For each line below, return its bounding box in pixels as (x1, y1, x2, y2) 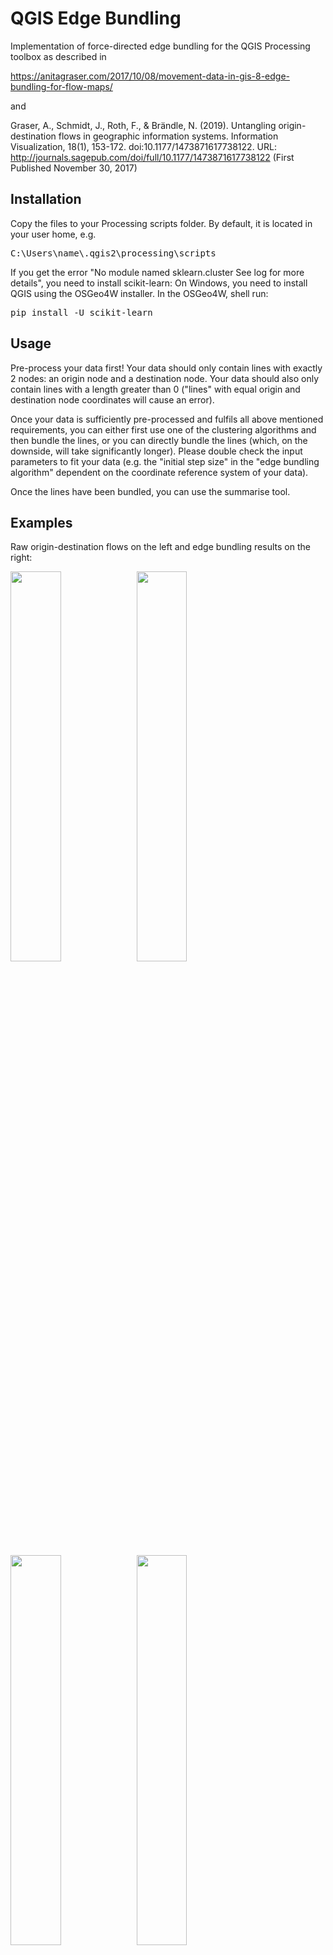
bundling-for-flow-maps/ (10, 80, 113, 92)
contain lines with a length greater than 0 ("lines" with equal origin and (10, 383, 301, 395)
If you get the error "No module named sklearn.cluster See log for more (10, 266, 305, 278)
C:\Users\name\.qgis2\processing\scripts (10, 247, 217, 259)
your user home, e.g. (10, 228, 97, 240)
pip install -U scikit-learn (10, 307, 153, 318)
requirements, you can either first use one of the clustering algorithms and (10, 423, 317, 436)
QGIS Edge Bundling (10, 7, 182, 30)
